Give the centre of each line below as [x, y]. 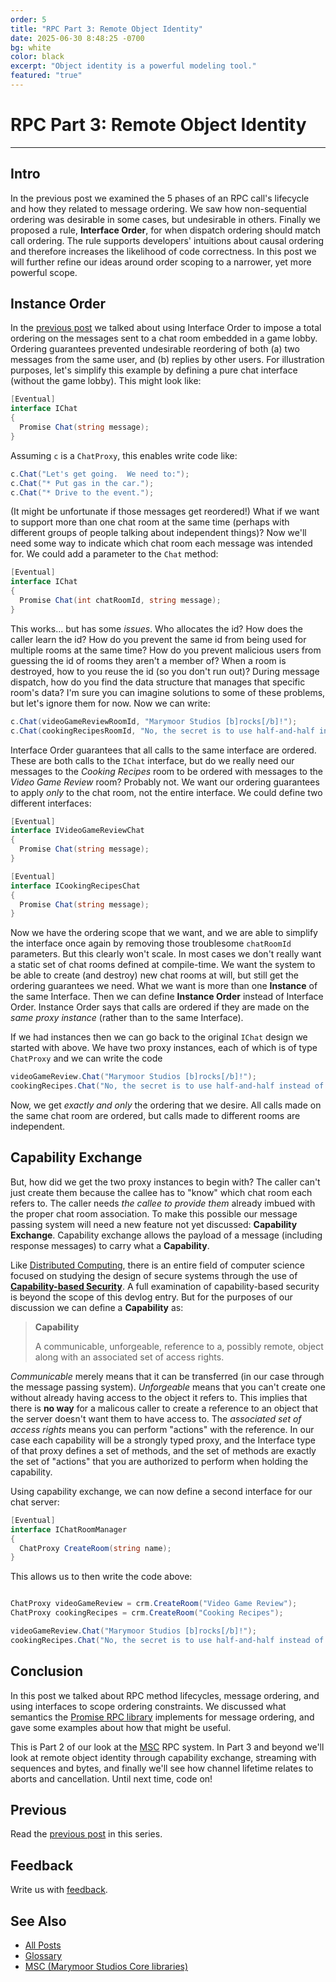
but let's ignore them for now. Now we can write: [110, 703]
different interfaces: [51, 803]
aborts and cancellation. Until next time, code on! [111, 1778]
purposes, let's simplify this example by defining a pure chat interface [154, 370]
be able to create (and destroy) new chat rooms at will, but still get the [154, 975]
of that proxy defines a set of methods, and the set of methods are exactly [163, 1450]
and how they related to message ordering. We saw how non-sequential [158, 208]
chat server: [35, 1502]
